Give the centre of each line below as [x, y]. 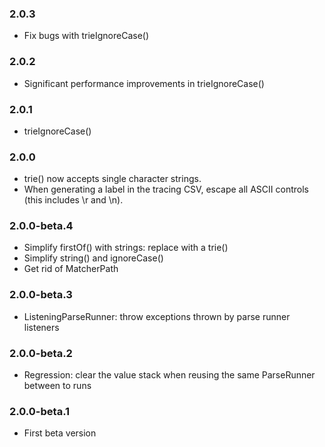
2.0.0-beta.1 [40, 411]
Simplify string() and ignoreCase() [93, 258]
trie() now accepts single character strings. [112, 179]
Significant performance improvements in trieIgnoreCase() [144, 83]
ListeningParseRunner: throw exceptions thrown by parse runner [157, 316]
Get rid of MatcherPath [71, 269]
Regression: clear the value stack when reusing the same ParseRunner [169, 375]
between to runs [57, 386]
